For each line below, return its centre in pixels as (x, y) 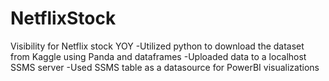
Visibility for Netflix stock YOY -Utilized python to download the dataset (157, 46)
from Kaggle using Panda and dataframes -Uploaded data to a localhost (158, 56)
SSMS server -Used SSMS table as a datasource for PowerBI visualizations (165, 67)
